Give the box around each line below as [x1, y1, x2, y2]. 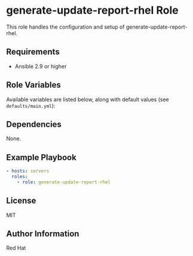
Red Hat [6, 245, 26, 252]
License [6, 196, 36, 206]
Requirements [6, 47, 60, 57]
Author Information [6, 229, 79, 239]
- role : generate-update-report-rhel [17, 179, 111, 185]
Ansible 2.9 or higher [14, 63, 67, 70]
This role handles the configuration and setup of [6, 23, 125, 30]
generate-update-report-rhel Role [6, 4, 179, 17]
